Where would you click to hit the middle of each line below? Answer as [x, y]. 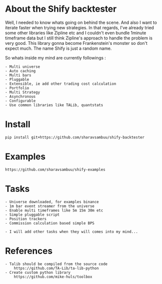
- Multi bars [18, 75]
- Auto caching [20, 71]
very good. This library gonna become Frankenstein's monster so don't [76, 43]
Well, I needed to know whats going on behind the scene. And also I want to [81, 22]
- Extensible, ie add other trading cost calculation [61, 84]
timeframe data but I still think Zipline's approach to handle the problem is [79, 38]
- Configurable [20, 101]
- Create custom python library [38, 272]
